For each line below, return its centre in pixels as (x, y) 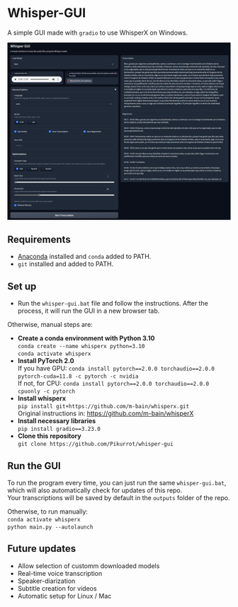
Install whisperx (41, 398)
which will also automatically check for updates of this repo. (95, 490)
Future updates (42, 549)
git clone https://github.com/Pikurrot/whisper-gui (95, 444)
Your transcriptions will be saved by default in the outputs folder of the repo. (119, 498)
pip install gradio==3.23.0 (59, 429)
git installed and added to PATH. (66, 264)
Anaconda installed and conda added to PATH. (84, 257)
